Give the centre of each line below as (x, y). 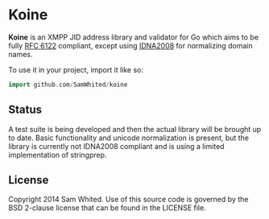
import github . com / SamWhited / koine (68, 85)
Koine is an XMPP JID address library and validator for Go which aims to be (134, 37)
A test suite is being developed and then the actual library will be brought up (135, 129)
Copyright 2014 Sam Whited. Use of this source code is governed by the (128, 200)
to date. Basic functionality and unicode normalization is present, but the (129, 138)
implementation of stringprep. (58, 155)
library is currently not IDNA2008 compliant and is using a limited (116, 146)
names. (21, 54)
